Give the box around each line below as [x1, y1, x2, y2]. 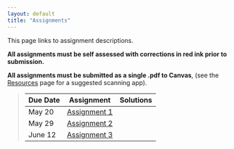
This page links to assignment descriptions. [7, 36, 134, 44]
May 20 [27, 107, 54, 117]
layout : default [7, 10, 55, 18]
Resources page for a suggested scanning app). [7, 78, 147, 86]
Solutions [119, 95, 153, 105]
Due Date [27, 95, 61, 105]
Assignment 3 [66, 129, 113, 139]
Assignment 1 [66, 107, 113, 117]
